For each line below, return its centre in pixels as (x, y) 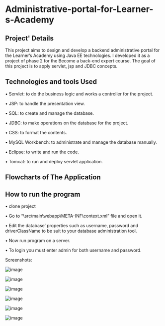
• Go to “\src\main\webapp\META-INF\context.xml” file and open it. (74, 216)
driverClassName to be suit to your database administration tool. (71, 231)
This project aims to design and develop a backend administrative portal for (82, 50)
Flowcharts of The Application (53, 177)
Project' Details (29, 38)
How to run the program (43, 194)
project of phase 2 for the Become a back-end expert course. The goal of (80, 61)
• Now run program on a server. (38, 241)
